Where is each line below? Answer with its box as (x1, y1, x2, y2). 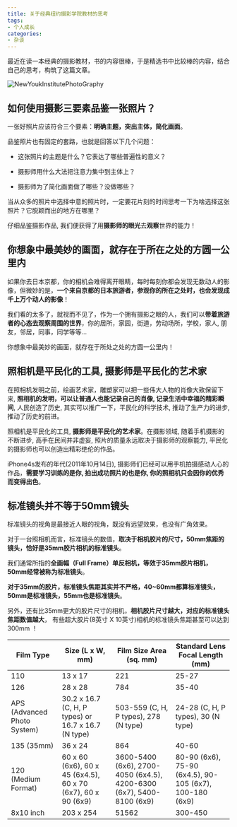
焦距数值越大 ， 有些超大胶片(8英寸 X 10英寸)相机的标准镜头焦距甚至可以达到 (7, 616, 229, 624)
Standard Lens (176, 641, 226, 651)
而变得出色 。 (7, 477, 44, 486)
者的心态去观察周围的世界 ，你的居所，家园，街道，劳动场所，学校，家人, (7, 319, 220, 327)
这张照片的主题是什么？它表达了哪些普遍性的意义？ (17, 152, 166, 160)
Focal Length (178, 650, 224, 660)
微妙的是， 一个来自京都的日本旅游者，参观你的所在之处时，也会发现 (25, 286, 224, 294)
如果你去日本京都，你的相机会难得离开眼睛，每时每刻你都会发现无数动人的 (7, 277, 224, 286)
